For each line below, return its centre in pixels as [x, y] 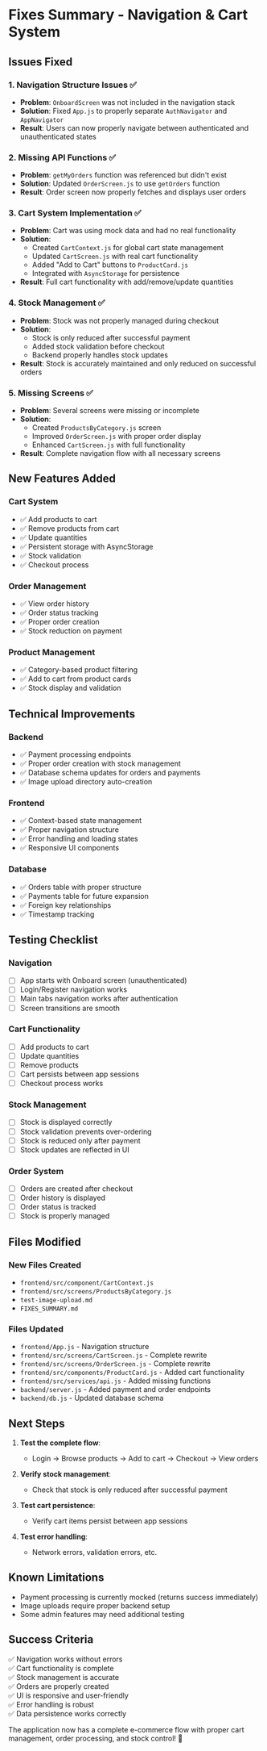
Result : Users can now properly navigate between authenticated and [134, 127]
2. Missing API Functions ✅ [62, 157]
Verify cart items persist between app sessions [110, 1521]
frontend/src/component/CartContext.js [87, 1283]
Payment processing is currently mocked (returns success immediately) [139, 1597]
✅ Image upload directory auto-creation [86, 782]
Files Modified [45, 1241]
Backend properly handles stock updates [100, 355]
